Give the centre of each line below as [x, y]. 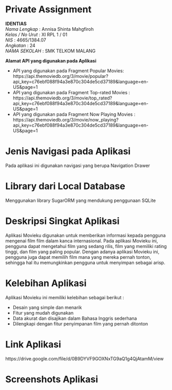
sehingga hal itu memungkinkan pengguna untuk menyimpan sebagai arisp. [85, 262]
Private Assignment [48, 9]
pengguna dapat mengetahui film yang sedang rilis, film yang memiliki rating [86, 246]
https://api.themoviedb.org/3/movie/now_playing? [66, 119]
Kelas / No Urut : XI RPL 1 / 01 [36, 34]
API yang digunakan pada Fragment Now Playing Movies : [74, 114]
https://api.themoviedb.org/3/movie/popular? [61, 76]
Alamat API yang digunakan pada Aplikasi [51, 60]
